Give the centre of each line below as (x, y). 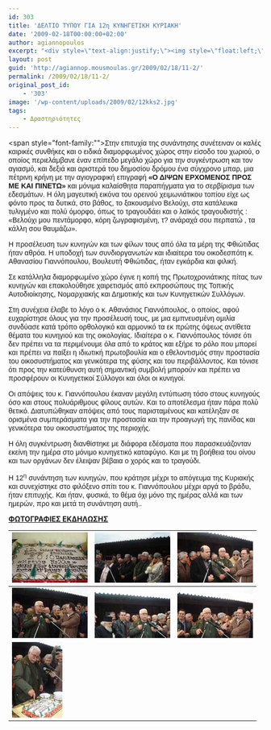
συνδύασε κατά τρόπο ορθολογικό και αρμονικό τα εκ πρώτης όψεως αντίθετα (130, 327)
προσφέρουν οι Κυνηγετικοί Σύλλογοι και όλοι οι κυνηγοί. (97, 378)
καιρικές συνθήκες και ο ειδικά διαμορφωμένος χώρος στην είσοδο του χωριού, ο (134, 152)
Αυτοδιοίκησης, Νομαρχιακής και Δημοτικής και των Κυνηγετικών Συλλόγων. (127, 294)
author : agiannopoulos (46, 43)
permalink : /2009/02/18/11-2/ (59, 77)
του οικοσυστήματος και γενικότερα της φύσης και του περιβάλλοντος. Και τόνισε (134, 361)
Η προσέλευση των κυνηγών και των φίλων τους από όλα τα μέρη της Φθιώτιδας (134, 245)
